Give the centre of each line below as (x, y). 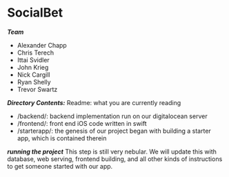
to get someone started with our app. (60, 166)
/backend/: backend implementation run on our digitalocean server (112, 116)
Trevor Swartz (37, 89)
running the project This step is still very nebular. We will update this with (112, 151)
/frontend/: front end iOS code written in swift (82, 123)
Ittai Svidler (33, 59)
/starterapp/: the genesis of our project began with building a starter (114, 131)
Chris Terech (36, 53)
